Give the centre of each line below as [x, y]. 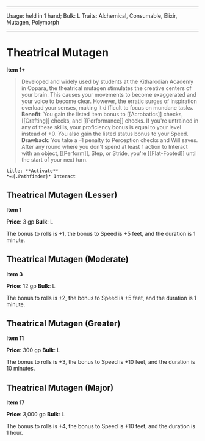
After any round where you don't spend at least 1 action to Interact [104, 146]
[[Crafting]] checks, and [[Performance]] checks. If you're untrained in [110, 121]
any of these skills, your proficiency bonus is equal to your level [101, 127]
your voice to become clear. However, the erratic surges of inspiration [109, 101]
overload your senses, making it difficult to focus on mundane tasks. [107, 107]
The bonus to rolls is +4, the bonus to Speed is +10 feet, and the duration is [101, 426]
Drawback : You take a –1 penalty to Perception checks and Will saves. [110, 140]
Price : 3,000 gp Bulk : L [36, 415]
